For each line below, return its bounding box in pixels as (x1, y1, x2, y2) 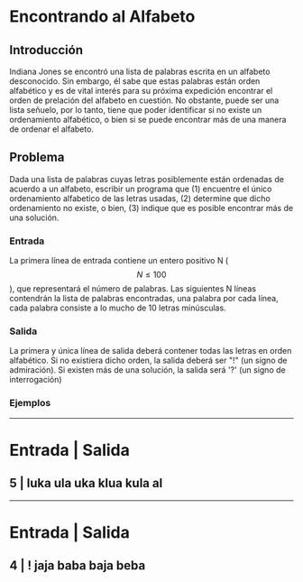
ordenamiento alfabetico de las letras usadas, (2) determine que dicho (9, 192, 271, 204)
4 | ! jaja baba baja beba (9, 558, 146, 574)
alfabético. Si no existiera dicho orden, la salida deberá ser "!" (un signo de (9, 355, 288, 366)
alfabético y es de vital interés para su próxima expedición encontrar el (9, 86, 273, 96)
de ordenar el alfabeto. (9, 124, 95, 134)
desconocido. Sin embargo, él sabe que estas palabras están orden (9, 76, 261, 87)
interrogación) (9, 374, 62, 385)
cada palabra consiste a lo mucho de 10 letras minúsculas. (9, 302, 227, 313)
